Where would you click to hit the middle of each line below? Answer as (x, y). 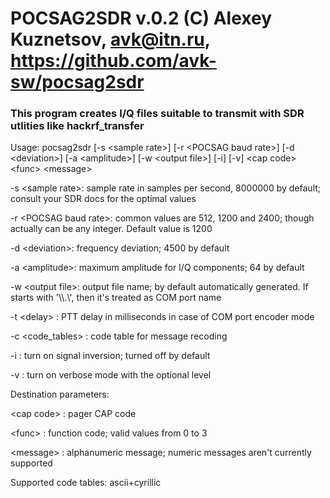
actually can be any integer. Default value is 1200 (111, 229)
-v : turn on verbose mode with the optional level (111, 375)
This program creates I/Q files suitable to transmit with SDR (157, 114)
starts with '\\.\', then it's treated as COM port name (116, 298)
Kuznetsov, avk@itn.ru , (110, 39)
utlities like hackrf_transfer (77, 126)
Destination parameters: (60, 394)
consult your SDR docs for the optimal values (103, 199)
